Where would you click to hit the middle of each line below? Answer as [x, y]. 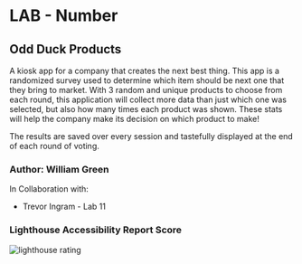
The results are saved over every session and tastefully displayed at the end [151, 136]
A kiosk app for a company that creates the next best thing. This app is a [145, 71]
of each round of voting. [54, 146]
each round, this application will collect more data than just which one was [148, 99]
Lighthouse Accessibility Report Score [96, 230]
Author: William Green [59, 169]
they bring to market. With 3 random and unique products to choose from [146, 90]
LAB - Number [64, 16]
